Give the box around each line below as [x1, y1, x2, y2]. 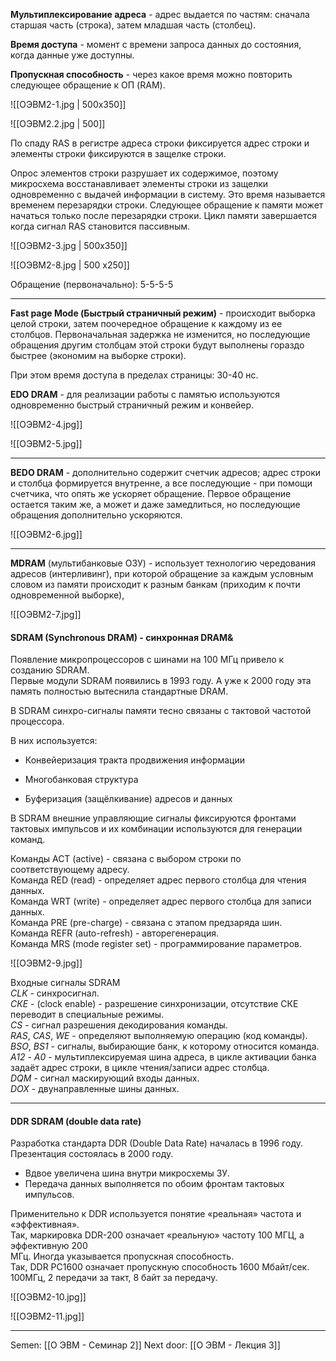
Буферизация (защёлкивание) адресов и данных [24, 793, 233, 805]
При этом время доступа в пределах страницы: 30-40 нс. [10, 369, 259, 381]
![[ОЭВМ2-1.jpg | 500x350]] [10, 99, 127, 110]
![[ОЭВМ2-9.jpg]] [10, 957, 83, 969]
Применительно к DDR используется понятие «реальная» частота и [10, 1208, 302, 1220]
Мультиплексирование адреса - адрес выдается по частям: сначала [10, 9, 310, 20]
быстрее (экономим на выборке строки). [10, 350, 187, 361]
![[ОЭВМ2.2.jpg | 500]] [10, 118, 106, 129]
